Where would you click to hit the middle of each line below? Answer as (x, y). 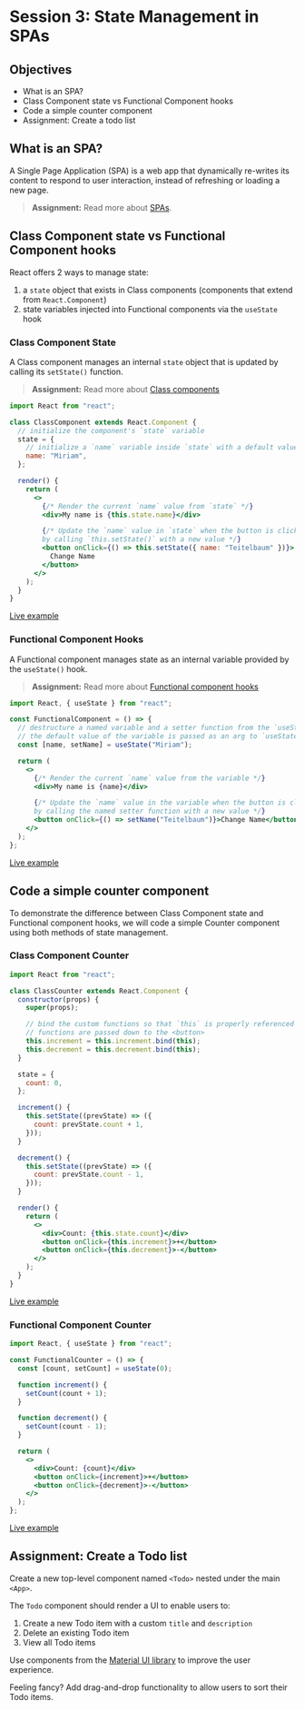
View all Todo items (59, 1642)
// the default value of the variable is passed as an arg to (138, 736)
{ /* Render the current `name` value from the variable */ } (149, 778)
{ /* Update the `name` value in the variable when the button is (159, 803)
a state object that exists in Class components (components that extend (157, 290)
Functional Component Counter (80, 1325)
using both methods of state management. (89, 932)
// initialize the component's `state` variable (111, 430)
